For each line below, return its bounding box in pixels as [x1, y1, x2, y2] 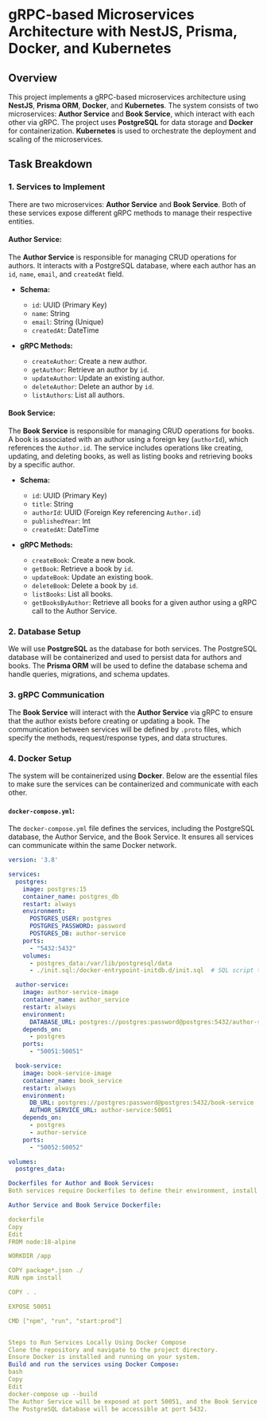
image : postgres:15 [22, 885, 87, 893]
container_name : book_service [22, 1076, 123, 1084]
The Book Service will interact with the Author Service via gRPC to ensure [8, 707, 253, 717]
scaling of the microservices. [8, 135, 103, 144]
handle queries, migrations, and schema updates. [8, 670, 171, 679]
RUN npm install [8, 1274, 62, 1282]
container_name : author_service [22, 996, 130, 1004]
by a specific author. [8, 460, 75, 470]
